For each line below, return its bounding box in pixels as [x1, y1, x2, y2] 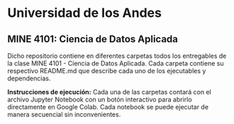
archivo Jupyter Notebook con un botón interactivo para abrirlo [7, 95, 193, 104]
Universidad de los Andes [7, 5, 162, 21]
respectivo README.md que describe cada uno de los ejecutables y [7, 67, 206, 75]
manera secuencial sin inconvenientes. [7, 111, 121, 118]
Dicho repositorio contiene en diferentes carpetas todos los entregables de [7, 51, 227, 60]
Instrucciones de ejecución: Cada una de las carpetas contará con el [7, 88, 211, 96]
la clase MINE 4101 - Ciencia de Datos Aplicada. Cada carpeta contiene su [7, 59, 224, 68]
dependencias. [7, 74, 51, 82]
